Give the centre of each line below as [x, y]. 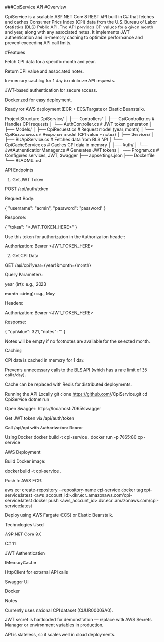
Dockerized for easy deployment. [39, 100]
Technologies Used [24, 524]
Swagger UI [17, 582]
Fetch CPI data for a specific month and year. [51, 62]
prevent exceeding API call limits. [38, 43]
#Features [15, 52]
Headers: [14, 303]
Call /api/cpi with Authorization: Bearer [44, 428]
